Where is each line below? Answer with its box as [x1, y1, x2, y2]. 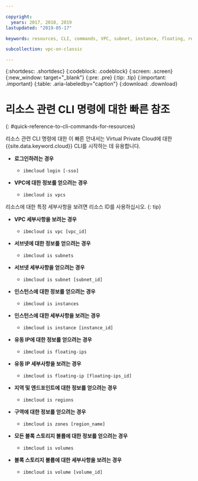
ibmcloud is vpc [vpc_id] [22, 229, 87, 235]
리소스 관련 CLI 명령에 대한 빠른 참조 [5, 103, 170, 116]
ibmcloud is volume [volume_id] [22, 469, 103, 476]
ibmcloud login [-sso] [22, 168, 79, 174]
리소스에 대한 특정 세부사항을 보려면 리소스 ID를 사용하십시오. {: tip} [5, 203, 161, 210]
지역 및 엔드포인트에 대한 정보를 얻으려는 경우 [14, 384, 118, 392]
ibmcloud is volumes [22, 445, 74, 451]
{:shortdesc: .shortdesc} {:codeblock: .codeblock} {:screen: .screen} [5, 68, 173, 75]
